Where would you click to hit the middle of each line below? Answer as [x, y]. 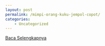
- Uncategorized [32, 24]
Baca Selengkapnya [26, 38]
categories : [18, 19]
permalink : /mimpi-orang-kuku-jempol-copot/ [53, 14]
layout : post [19, 10]
